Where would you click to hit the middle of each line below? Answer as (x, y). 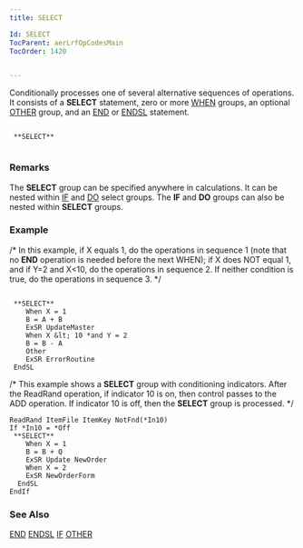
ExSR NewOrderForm (60, 475)
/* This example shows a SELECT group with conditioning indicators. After (148, 384)
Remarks (29, 167)
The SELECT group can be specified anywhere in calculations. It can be (144, 187)
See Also (29, 514)
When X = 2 (46, 468)
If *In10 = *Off (40, 428)
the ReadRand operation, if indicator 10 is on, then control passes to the (143, 394)
